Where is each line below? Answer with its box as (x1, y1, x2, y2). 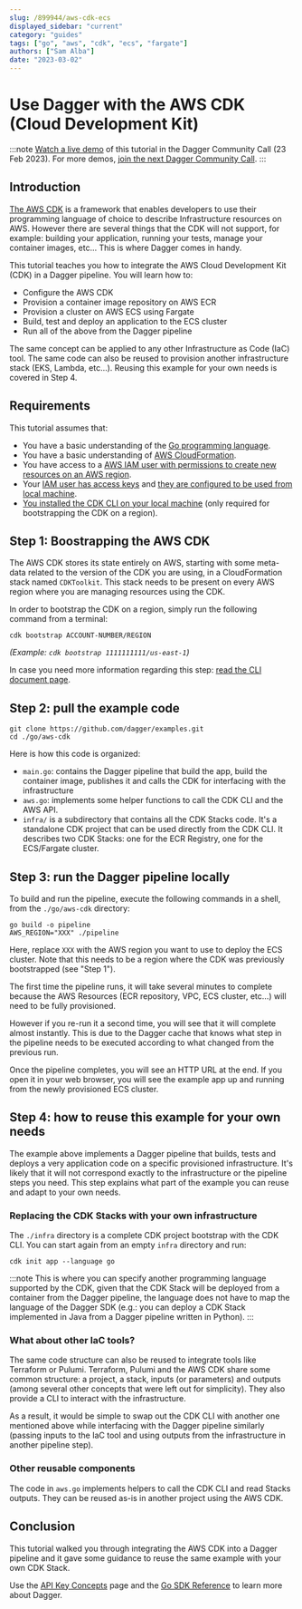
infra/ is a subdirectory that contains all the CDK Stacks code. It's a (22, 814, 278, 825)
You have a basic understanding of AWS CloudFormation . (22, 450, 237, 460)
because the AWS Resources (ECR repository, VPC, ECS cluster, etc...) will (9, 991, 287, 1002)
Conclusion (9, 1519, 76, 1535)
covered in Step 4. (9, 372, 78, 383)
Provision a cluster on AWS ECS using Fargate (22, 305, 194, 317)
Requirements (9, 398, 90, 413)
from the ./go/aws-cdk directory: (9, 903, 131, 914)
